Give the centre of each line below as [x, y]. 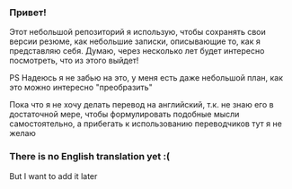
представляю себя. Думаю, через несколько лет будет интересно [137, 51]
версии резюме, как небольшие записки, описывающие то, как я [135, 41]
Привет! [28, 13]
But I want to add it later [53, 176]
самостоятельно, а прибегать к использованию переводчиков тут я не [146, 124]
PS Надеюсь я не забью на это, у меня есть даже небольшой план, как [146, 78]
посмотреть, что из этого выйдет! [74, 61]
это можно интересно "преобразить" [81, 88]
